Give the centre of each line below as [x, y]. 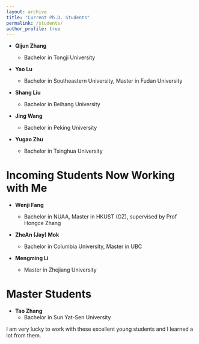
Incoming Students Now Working [91, 175]
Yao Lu [24, 69]
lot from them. [24, 336]
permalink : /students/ [35, 23]
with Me [27, 188]
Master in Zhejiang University [60, 270]
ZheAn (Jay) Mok [37, 235]
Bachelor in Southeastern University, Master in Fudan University [103, 81]
